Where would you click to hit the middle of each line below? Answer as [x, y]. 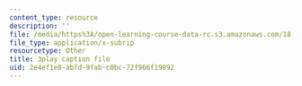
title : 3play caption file [60, 59]
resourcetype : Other [48, 51]
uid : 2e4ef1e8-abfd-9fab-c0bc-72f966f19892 [92, 68]
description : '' [40, 26]
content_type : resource [54, 17]
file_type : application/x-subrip [72, 43]
